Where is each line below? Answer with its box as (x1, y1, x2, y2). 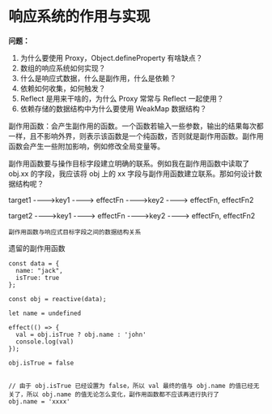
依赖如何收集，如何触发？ (19, 83, 106, 93)
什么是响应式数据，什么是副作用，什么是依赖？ (19, 73, 176, 83)
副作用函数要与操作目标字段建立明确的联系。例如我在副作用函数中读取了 (8, 158, 249, 168)
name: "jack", (15, 266, 63, 274)
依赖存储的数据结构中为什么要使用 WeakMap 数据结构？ (19, 103, 207, 114)
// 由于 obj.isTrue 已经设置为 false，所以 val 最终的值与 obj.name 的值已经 (8, 382, 253, 390)
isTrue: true (15, 274, 60, 282)
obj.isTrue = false (8, 359, 74, 367)
